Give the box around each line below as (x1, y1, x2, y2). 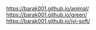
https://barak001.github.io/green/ (6, 11, 88, 18)
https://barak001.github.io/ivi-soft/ (6, 18, 91, 24)
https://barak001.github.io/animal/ (6, 5, 89, 12)
